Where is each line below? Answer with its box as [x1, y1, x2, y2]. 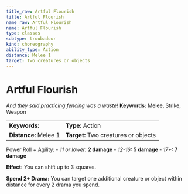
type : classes [6, 30, 41, 36]
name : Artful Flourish [6, 25, 61, 31]
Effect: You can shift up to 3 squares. [6, 164, 97, 171]
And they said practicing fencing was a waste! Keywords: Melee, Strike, [6, 102, 182, 109]
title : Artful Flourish [6, 14, 64, 20]
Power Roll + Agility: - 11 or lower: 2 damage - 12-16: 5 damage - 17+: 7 [6, 146, 178, 153]
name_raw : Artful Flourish [6, 19, 72, 25]
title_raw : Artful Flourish [6, 8, 75, 15]
